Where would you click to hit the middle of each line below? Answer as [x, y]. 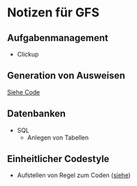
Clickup [28, 54]
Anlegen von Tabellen [58, 137]
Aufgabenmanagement [58, 38]
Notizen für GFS [53, 13]
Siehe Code [24, 92]
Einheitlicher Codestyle [58, 159]
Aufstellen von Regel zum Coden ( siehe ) [74, 175]
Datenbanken [37, 114]
